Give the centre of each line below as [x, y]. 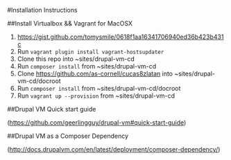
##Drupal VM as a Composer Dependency [68, 136]
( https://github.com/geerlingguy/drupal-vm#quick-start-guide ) [97, 123]
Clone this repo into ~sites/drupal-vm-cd [76, 59]
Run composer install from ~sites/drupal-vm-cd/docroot [99, 88]
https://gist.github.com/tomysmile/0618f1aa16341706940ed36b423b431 [120, 37]
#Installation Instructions [42, 10]
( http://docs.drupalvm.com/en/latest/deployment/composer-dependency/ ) [114, 149]
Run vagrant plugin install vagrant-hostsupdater [91, 52]
